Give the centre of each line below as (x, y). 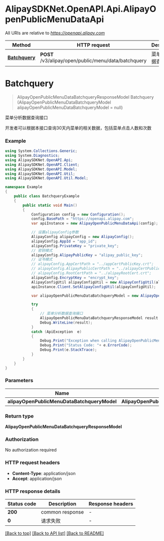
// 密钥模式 (42, 250)
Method (21, 45)
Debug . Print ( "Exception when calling (78, 341)
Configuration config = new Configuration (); (78, 214)
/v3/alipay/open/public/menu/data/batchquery (93, 61)
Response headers (111, 504)
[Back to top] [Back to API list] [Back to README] (54, 533)
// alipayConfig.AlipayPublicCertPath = (73, 269)
